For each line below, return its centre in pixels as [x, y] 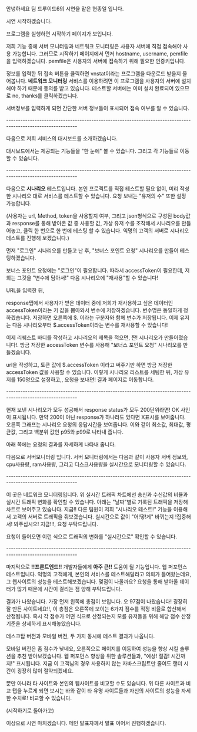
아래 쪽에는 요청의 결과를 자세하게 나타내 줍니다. [61, 444]
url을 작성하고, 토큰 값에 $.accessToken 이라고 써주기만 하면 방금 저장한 [89, 365]
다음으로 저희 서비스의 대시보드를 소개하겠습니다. [62, 138]
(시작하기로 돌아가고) [30, 710]
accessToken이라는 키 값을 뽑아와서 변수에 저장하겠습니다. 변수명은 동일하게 [94, 310]
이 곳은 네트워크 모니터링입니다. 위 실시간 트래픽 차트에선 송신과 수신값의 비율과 [97, 495]
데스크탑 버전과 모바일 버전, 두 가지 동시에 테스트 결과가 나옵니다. [81, 636]
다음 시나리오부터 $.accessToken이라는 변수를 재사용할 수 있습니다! [90, 325]
